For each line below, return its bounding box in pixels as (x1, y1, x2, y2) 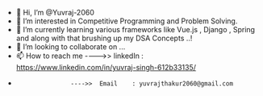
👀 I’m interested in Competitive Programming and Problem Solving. (15, 16, 238, 26)
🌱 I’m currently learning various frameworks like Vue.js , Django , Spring (15, 25, 256, 34)
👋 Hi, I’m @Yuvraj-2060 (15, 8, 94, 17)
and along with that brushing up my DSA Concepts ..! (15, 33, 193, 43)
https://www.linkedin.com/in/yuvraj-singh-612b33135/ (15, 63, 196, 72)
